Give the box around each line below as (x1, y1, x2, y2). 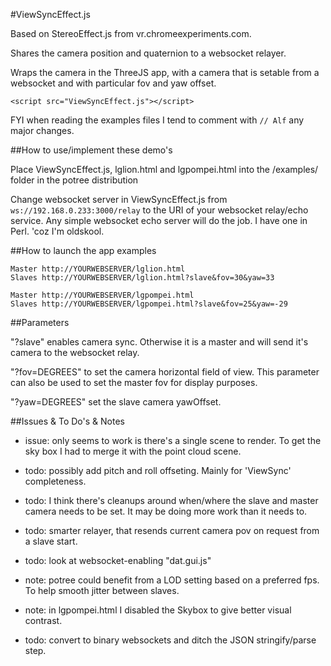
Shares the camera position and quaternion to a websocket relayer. (10, 47, 287, 59)
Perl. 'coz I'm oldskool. (10, 225, 105, 237)
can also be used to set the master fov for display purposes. (10, 377, 258, 388)
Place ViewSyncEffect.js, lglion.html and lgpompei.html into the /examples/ (10, 164, 319, 175)
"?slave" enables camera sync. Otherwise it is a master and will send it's (10, 336, 309, 348)
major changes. (10, 125, 75, 136)
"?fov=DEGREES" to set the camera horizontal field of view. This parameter (10, 366, 320, 378)
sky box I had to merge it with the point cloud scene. (24, 445, 242, 457)
